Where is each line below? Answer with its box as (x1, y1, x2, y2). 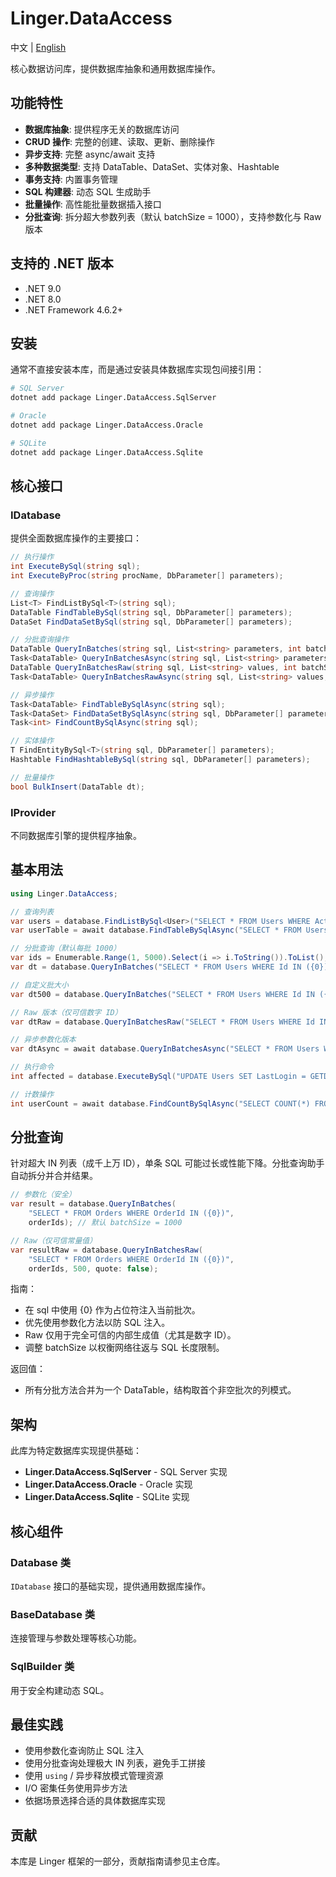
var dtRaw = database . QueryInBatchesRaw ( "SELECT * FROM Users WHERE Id (10, 1017, 315, 1027)
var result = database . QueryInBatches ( (10, 1199, 177, 1209)
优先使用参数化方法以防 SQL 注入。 (24, 1317, 171, 1329)
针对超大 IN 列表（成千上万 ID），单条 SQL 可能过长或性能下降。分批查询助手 (10, 1157, 325, 1169)
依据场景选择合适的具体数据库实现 (24, 1795, 166, 1807)
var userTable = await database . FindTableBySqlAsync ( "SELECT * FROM (10, 925, 302, 936)
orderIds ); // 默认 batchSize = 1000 (28, 1218, 183, 1228)
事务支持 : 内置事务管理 (24, 173, 118, 185)
